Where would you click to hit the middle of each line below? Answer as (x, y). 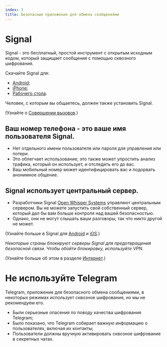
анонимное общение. (35, 175)
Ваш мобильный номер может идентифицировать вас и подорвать (84, 170)
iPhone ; (20, 88)
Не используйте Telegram (61, 278)
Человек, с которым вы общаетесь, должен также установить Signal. (79, 103)
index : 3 (14, 10)
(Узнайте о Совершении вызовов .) (42, 113)
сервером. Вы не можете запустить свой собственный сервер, (80, 208)
